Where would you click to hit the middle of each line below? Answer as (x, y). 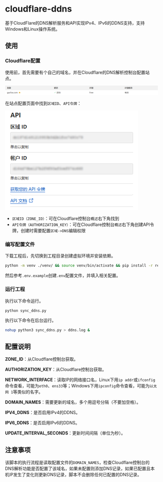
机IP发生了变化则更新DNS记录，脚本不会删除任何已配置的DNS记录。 (73, 474)
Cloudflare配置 (23, 61)
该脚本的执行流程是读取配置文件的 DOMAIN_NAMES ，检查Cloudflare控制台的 (77, 462)
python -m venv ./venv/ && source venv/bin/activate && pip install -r (79, 266)
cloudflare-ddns (39, 9)
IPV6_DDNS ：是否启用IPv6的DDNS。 (42, 423)
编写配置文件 (20, 244)
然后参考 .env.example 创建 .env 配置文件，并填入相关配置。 (63, 275)
